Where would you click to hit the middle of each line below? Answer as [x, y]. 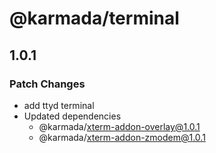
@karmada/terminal [94, 18]
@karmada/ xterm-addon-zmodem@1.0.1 [122, 137]
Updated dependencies [72, 116]
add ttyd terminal [59, 105]
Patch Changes [47, 84]
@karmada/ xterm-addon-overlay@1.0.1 [119, 126]
